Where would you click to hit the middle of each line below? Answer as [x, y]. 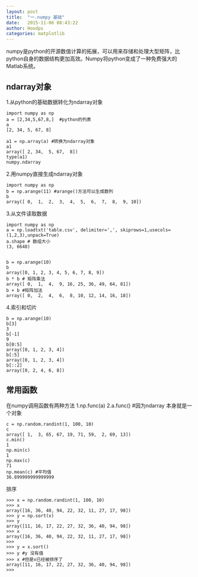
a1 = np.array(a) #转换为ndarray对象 [50, 141]
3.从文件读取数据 [27, 213]
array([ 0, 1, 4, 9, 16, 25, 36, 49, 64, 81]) [69, 284]
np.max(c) [18, 460]
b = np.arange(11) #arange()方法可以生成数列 [60, 191]
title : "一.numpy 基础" [36, 17]
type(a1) [17, 157]
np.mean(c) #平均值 [29, 472]
